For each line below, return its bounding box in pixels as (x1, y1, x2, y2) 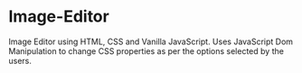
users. (8, 55, 33, 66)
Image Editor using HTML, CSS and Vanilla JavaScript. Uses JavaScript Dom (8, 36, 294, 47)
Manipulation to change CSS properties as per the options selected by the (8, 45, 284, 56)
